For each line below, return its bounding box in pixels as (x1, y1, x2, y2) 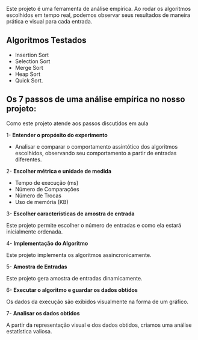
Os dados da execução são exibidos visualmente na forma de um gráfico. (6, 298, 188, 305)
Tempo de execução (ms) (14, 179, 79, 186)
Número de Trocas (14, 192, 62, 199)
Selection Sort (14, 57, 51, 65)
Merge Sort (14, 64, 43, 71)
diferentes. (14, 156, 42, 163)
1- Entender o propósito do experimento (6, 131, 108, 138)
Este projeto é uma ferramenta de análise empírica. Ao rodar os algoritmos (6, 5, 191, 12)
